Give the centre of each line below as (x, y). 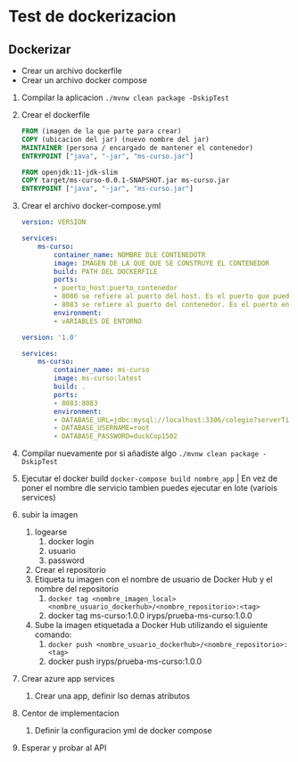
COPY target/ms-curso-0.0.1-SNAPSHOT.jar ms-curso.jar (125, 180)
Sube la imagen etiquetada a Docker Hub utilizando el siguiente (151, 625)
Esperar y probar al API (64, 748)
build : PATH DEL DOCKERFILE (106, 271)
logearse (51, 532)
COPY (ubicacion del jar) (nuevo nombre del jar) (116, 139)
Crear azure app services (68, 679)
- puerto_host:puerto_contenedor (116, 288)
